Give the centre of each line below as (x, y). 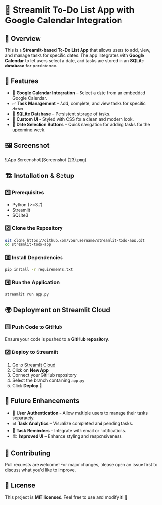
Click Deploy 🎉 (27, 385)
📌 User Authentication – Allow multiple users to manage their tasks (80, 413)
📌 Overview (23, 38)
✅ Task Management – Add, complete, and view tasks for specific (79, 103)
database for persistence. (31, 66)
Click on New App (30, 370)
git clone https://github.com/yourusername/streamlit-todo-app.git (75, 240)
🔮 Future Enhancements (42, 401)
